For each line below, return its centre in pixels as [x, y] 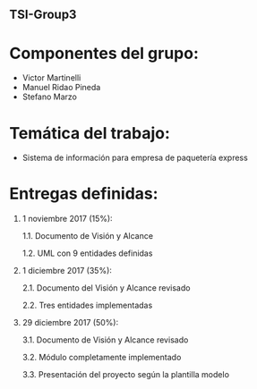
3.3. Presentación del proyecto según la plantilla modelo [126, 375]
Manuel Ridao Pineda [61, 88]
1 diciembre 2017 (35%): [67, 271]
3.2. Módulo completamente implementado [102, 358]
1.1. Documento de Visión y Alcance [88, 236]
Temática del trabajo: [90, 133]
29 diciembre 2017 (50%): [70, 323]
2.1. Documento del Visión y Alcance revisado [106, 288]
